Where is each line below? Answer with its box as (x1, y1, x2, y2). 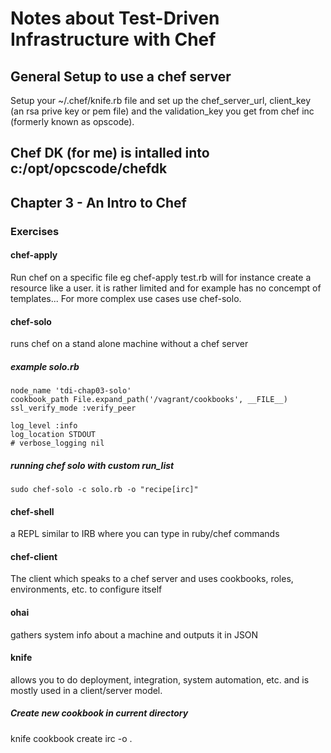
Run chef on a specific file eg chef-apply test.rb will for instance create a (10, 271, 312, 283)
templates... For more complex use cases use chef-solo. (10, 292, 242, 304)
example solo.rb (10, 360, 80, 372)
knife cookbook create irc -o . (10, 732, 133, 744)
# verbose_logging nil (10, 438, 105, 449)
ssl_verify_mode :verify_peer (10, 403, 137, 414)
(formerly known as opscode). (10, 116, 135, 127)
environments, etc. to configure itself (10, 583, 163, 596)
